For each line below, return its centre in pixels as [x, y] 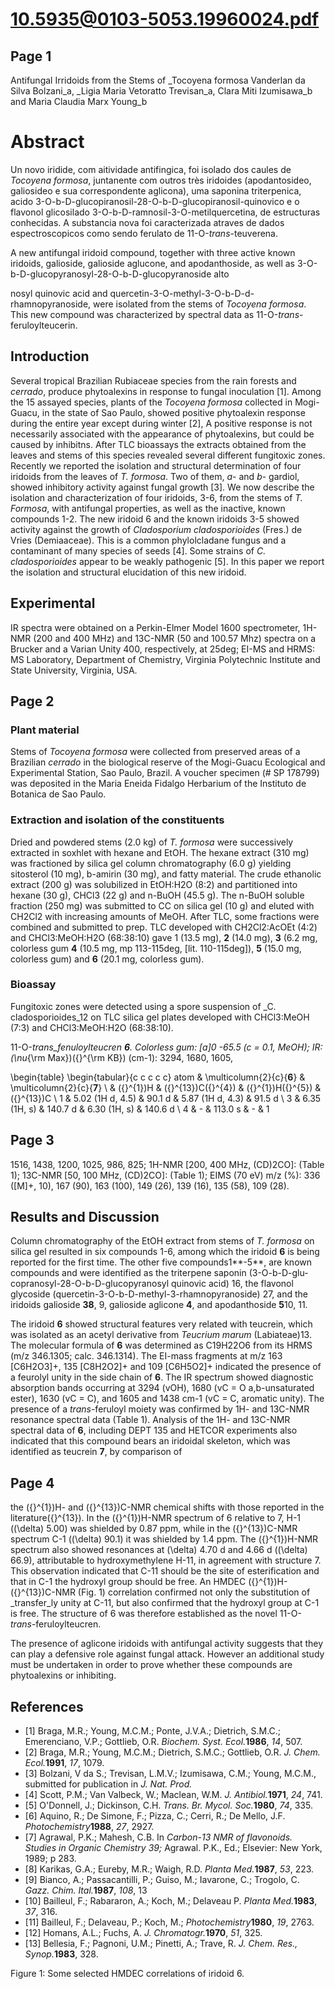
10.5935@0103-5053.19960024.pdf [165, 19]
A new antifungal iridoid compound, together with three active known [153, 252]
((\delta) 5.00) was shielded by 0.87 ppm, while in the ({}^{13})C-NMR [154, 1529]
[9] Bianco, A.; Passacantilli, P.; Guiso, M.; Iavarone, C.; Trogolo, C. [162, 1880]
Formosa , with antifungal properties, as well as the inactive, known [148, 508]
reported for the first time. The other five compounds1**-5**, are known [161, 1262]
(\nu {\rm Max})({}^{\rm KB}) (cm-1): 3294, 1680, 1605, [122, 1057]
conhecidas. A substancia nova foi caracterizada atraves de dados [147, 222]
